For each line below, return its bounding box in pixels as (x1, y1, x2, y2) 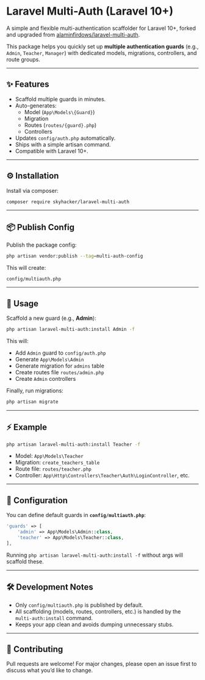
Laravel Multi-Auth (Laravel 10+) (6, 4, 174, 18)
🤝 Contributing (6, 644, 63, 654)
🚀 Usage (6, 298, 38, 309)
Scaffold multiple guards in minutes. (15, 95, 106, 103)
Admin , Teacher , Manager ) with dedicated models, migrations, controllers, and (6, 49, 197, 56)
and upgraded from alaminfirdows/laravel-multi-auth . (6, 31, 140, 38)
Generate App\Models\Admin (15, 355, 84, 363)
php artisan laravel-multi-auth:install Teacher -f (6, 441, 140, 447)
